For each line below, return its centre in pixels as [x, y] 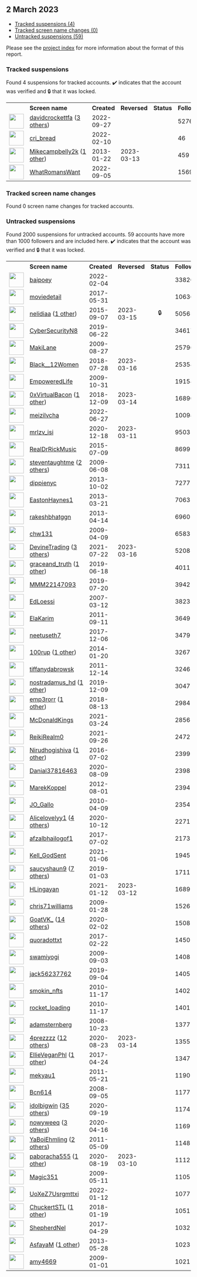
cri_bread [43, 138]
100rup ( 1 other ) [53, 652]
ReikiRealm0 [47, 737]
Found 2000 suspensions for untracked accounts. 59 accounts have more [96, 234]
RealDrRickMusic [53, 449]
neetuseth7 [45, 635]
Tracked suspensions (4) [45, 24]
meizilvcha [45, 415]
